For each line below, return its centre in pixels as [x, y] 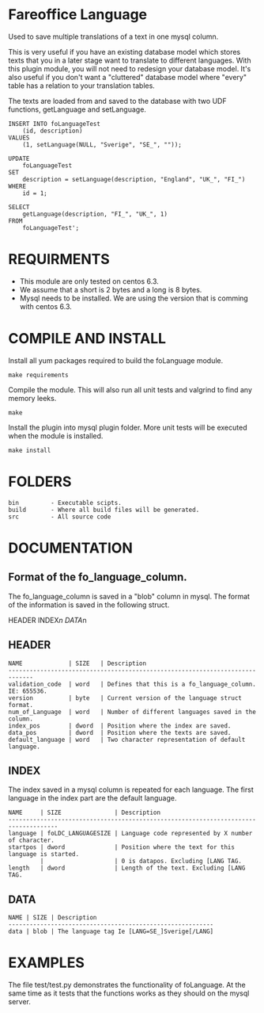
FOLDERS [40, 482]
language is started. [44, 854]
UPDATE [19, 159]
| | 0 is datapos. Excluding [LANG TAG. [141, 862]
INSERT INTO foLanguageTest [55, 124]
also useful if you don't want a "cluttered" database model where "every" [128, 77]
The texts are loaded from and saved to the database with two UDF [117, 101]
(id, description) [53, 131]
